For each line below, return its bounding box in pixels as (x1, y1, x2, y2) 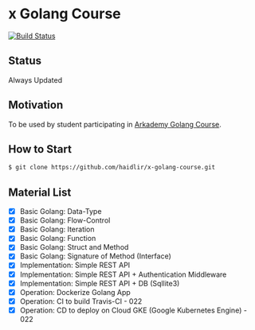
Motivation (8, 99, 64, 112)
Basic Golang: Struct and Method (19, 243, 129, 252)
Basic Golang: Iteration (19, 224, 95, 235)
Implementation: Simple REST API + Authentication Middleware (19, 270, 227, 279)
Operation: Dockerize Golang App (19, 287, 131, 297)
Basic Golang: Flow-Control (19, 215, 111, 225)
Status (8, 54, 42, 68)
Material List (8, 185, 72, 199)
